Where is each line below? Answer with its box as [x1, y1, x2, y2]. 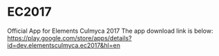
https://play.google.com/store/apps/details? [7, 33, 133, 42]
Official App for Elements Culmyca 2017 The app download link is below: [7, 27, 213, 35]
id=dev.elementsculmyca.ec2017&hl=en [7, 41, 121, 49]
